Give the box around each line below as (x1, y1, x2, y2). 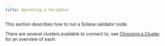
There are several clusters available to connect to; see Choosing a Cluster (5, 30, 160, 36)
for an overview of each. (5, 36, 57, 42)
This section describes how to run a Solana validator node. (5, 21, 128, 27)
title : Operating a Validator (5, 7, 70, 12)
